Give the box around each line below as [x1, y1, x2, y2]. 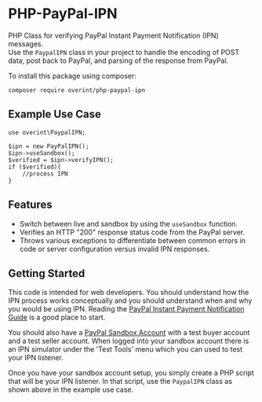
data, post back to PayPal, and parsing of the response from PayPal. [8, 56, 229, 65]
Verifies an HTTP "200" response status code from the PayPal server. [19, 227, 246, 237]
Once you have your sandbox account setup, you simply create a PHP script [8, 368, 255, 378]
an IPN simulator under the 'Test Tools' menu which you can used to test [8, 345, 243, 354]
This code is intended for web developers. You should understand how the [8, 288, 249, 297]
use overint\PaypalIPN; [8, 128, 86, 136]
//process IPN [22, 170, 68, 178]
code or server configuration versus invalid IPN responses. [19, 244, 210, 253]
